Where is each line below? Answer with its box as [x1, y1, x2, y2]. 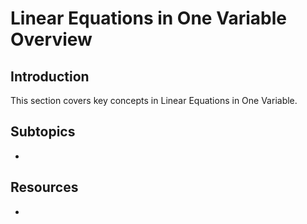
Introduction [10, 68, 90, 85]
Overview [10, 28, 93, 51]
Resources [10, 179, 79, 196]
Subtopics [10, 123, 76, 141]
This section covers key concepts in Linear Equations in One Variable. [10, 95, 298, 106]
